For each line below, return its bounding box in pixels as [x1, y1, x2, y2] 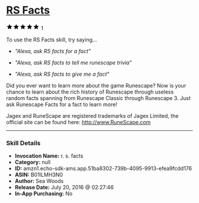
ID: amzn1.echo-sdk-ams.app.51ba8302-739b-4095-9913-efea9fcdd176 [14, 165, 192, 172]
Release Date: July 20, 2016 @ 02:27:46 [14, 184, 114, 191]
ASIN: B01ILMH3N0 [14, 171, 63, 178]
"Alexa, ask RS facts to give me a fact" [14, 70, 110, 78]
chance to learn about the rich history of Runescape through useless [6, 88, 174, 95]
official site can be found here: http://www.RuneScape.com [6, 118, 151, 125]
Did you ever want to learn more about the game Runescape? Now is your [6, 82, 187, 89]
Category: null [14, 159, 51, 166]
